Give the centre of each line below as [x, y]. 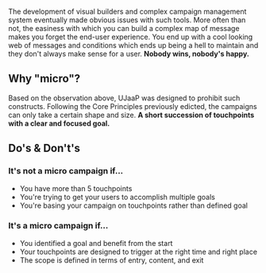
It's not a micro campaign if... [66, 171]
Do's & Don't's [44, 148]
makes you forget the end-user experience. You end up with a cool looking [131, 37]
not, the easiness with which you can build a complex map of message [124, 28]
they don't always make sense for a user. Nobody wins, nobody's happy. [129, 54]
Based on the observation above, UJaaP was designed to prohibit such [124, 98]
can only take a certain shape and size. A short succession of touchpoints [131, 115]
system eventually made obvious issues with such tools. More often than [127, 20]
